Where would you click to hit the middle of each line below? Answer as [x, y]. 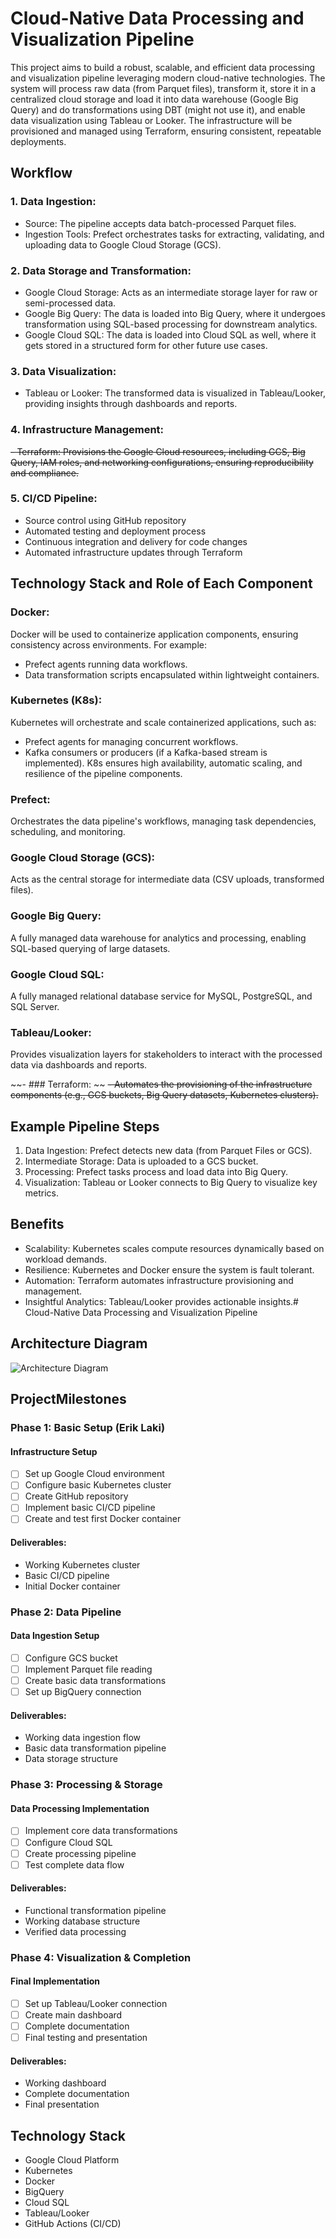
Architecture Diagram [79, 1343]
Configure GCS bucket [71, 1658]
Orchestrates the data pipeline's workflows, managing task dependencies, [163, 821]
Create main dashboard [73, 2015]
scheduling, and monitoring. [68, 832]
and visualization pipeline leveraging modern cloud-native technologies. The [168, 78]
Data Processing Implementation [80, 1808]
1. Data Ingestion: [53, 202]
